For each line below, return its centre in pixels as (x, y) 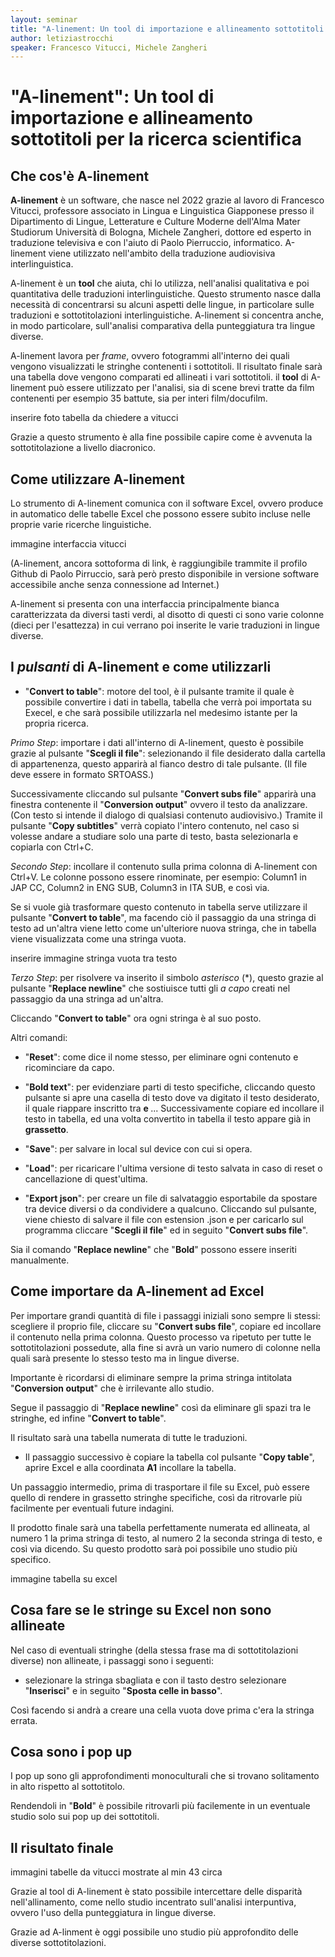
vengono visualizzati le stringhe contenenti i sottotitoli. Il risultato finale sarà (166, 367)
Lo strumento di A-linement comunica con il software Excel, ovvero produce (167, 503)
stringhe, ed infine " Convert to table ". (88, 1418)
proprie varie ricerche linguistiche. (81, 525)
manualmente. (40, 1260)
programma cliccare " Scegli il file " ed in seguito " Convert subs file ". (166, 1230)
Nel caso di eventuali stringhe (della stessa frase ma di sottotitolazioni (154, 1650)
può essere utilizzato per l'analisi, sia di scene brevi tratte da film (181, 388)
